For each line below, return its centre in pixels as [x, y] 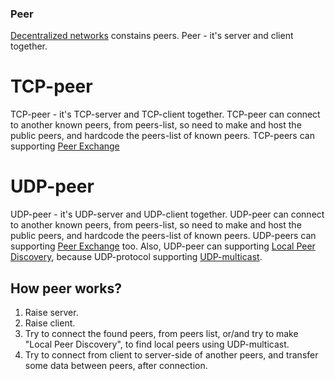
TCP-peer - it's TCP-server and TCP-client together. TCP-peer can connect [165, 114]
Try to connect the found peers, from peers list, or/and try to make [161, 333]
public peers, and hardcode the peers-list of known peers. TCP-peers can [162, 136]
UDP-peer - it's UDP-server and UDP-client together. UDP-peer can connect [167, 214]
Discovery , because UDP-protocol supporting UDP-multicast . [136, 257]
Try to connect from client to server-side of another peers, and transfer [171, 354]
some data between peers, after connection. [116, 365]
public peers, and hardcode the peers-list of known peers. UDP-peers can [163, 236]
